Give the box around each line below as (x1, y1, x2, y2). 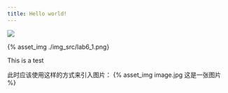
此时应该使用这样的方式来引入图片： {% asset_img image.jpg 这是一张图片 (7, 71, 222, 79)
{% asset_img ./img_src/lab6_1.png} (7, 43, 110, 51)
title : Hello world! (7, 10, 68, 17)
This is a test (7, 56, 44, 64)
